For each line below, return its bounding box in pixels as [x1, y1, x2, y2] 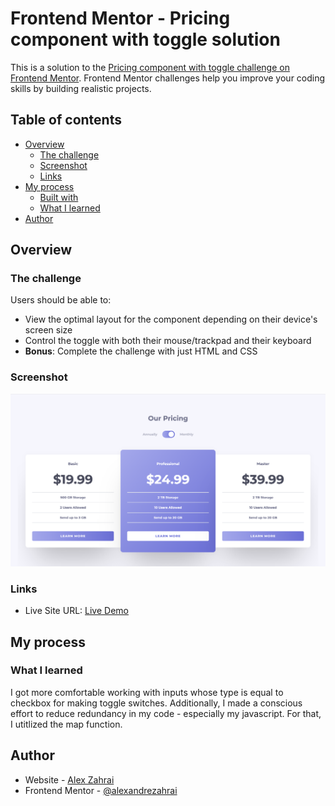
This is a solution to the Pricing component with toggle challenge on [10, 61, 290, 73]
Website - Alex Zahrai [24, 773, 115, 786]
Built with [39, 191, 79, 203]
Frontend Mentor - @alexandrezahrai [24, 784, 178, 796]
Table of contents [10, 112, 122, 129]
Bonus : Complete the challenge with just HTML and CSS [24, 345, 258, 357]
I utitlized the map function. [10, 718, 123, 730]
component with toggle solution [10, 28, 281, 51]
